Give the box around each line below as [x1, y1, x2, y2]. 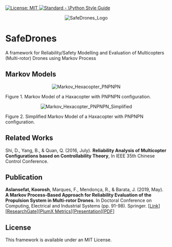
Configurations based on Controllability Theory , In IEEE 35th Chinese [5, 153, 155, 159]
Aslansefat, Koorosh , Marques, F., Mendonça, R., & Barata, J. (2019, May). [5, 187, 164, 193]
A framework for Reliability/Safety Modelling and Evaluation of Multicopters [5, 49, 164, 56]
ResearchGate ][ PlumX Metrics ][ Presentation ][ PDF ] [7, 208, 114, 215]
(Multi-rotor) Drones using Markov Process [5, 55, 97, 61]
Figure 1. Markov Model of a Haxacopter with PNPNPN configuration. [5, 93, 151, 99]
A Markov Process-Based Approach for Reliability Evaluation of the [5, 192, 151, 198]
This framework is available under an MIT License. [5, 237, 112, 243]
